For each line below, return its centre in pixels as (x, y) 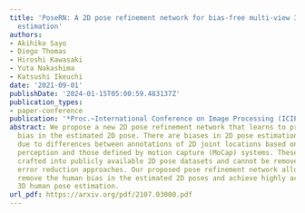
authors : (26, 34)
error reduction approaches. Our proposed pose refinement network (148, 169)
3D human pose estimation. (69, 187)
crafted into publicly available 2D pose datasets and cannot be (144, 161)
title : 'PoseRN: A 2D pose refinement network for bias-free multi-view (150, 18)
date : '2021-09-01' (46, 85)
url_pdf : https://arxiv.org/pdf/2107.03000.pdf (101, 195)
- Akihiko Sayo (38, 43)
